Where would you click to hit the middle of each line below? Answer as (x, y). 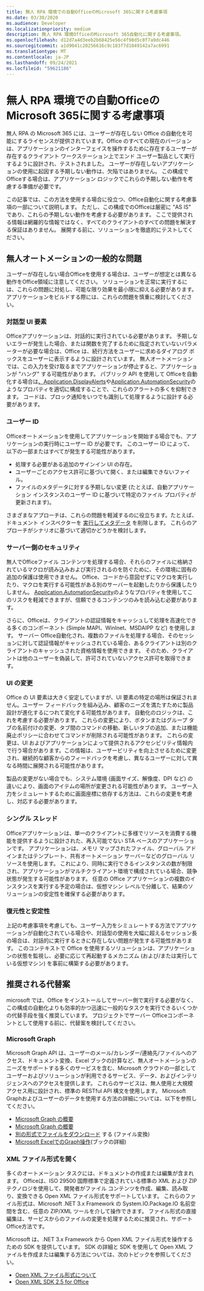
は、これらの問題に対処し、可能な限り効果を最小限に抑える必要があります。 (102, 290)
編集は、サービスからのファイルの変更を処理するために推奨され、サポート (100, 1219)
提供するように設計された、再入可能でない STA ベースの (87, 840)
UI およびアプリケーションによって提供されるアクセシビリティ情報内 (107, 743)
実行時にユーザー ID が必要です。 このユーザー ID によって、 (118, 443)
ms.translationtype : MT (36, 52)
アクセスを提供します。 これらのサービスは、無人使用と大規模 (115, 1083)
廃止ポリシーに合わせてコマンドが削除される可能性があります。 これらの (97, 735)
